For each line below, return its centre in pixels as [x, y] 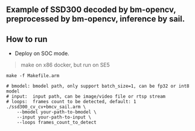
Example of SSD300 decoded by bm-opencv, [91, 10]
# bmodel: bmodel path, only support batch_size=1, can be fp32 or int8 [98, 86]
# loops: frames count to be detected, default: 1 [71, 102]
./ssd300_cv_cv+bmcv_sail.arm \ [46, 107]
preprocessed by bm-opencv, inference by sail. [96, 19]
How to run [27, 39]
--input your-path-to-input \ [54, 117]
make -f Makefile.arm [33, 76]
